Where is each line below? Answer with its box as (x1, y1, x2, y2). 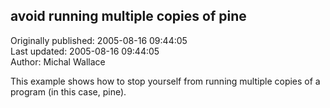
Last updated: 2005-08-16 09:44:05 (10, 45, 160, 57)
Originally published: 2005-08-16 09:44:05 (10, 34, 188, 46)
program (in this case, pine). (10, 85, 127, 98)
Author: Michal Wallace (10, 55, 106, 68)
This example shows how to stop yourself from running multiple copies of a (10, 75, 321, 87)
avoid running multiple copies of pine (10, 8, 247, 25)
